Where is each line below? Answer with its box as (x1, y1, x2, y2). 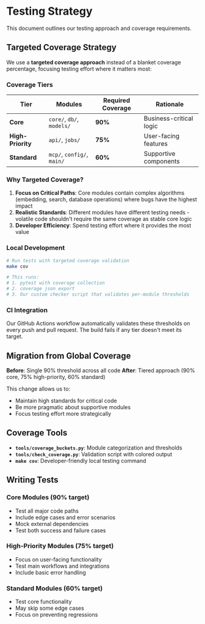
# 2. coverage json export (6, 286, 75, 292)
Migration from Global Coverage (6, 350, 131, 361)
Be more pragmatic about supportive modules (15, 404, 131, 411)
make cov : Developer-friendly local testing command (15, 457, 146, 464)
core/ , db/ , (48, 115, 79, 124)
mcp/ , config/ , (48, 150, 88, 159)
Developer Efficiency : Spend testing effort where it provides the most (15, 222, 192, 229)
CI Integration (6, 306, 48, 314)
